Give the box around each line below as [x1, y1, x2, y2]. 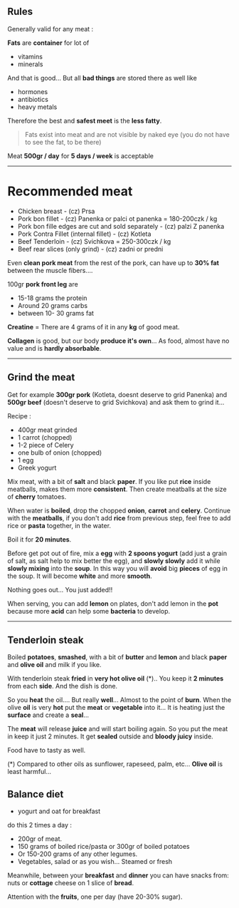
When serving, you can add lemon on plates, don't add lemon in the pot [7, 599, 218, 608]
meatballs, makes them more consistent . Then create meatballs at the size [7, 485, 227, 493]
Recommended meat [7, 183, 133, 199]
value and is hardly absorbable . [7, 344, 102, 352]
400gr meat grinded [17, 425, 78, 434]
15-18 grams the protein [17, 294, 87, 302]
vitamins [17, 52, 43, 61]
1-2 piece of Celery [17, 440, 74, 449]
